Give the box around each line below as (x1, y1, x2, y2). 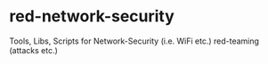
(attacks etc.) (9, 44, 58, 55)
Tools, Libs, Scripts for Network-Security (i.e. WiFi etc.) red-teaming (9, 36, 260, 46)
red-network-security (9, 6, 175, 27)
